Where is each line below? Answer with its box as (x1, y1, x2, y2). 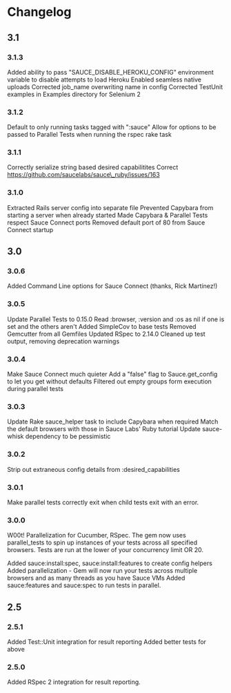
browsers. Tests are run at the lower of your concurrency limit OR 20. (7, 546, 203, 554)
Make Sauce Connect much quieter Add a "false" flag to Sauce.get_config (7, 370, 218, 379)
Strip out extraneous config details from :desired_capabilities (7, 465, 181, 473)
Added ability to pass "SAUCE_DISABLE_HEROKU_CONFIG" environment (7, 68, 214, 76)
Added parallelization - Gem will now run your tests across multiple (7, 567, 198, 575)
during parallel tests (7, 385, 64, 393)
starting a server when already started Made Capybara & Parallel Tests (7, 211, 208, 219)
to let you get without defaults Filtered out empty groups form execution (7, 377, 212, 386)
